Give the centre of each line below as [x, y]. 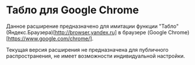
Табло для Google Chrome [73, 10]
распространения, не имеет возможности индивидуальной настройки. [96, 56]
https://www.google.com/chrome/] [50, 38]
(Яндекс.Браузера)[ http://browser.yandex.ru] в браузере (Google [87, 32]
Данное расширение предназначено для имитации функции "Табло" [93, 26]
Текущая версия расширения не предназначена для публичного [87, 49]
